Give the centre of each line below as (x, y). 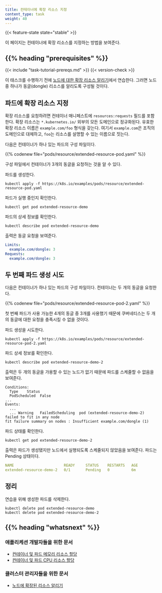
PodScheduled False (30, 396)
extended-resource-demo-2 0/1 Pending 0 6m (71, 470)
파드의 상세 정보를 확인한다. (31, 217)
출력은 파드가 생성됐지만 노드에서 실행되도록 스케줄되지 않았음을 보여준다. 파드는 (81, 450)
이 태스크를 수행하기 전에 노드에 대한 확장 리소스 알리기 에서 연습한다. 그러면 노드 (81, 80)
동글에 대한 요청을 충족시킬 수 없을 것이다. (50, 320)
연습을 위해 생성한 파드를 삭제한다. (37, 499)
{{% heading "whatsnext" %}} (53, 528)
